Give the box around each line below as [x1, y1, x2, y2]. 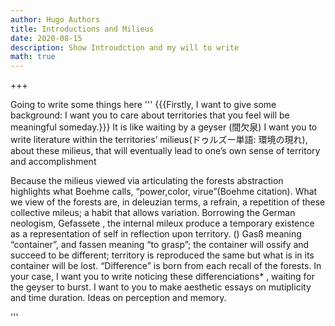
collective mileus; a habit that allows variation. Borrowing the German [10, 207, 296, 219]
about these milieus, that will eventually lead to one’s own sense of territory [10, 145, 321, 157]
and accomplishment [10, 156, 97, 168]
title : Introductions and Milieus [10, 24, 155, 34]
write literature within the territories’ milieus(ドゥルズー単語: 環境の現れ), [10, 134, 308, 146]
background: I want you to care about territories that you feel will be [10, 109, 290, 121]
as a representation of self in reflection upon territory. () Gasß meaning [10, 228, 302, 240]
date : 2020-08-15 [10, 33, 83, 43]
